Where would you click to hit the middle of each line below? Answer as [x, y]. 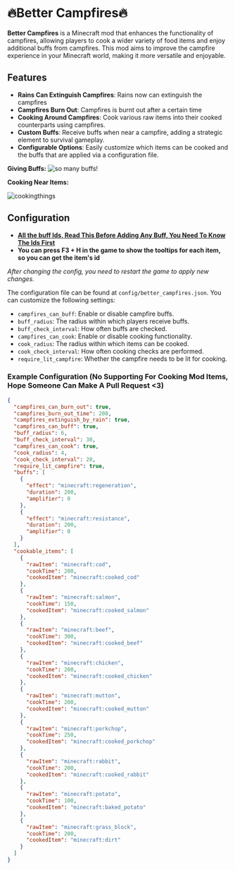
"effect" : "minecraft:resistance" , [78, 518]
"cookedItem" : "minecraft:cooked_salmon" [88, 610]
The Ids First [36, 242]
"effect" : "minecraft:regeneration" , [81, 486]
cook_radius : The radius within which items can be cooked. [103, 343]
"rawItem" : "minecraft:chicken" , [75, 663]
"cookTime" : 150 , [51, 604]
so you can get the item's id [59, 257]
